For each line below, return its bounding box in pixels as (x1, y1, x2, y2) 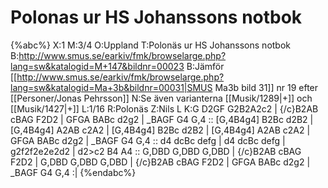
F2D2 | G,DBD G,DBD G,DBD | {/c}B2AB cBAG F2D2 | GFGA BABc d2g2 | (10, 156, 311, 168)
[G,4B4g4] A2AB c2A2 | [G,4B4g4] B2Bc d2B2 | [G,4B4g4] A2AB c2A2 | (10, 124, 311, 136)
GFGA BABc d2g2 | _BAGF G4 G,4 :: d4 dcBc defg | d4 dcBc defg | (10, 134, 286, 146)
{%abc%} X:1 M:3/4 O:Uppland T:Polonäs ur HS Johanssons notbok (10, 39, 291, 51)
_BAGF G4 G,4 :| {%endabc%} (10, 166, 137, 178)
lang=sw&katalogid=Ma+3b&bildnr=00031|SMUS (10, 81, 213, 93)
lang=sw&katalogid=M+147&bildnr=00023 (10, 60, 185, 72)
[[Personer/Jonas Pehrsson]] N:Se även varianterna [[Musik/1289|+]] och (10, 92, 313, 104)
